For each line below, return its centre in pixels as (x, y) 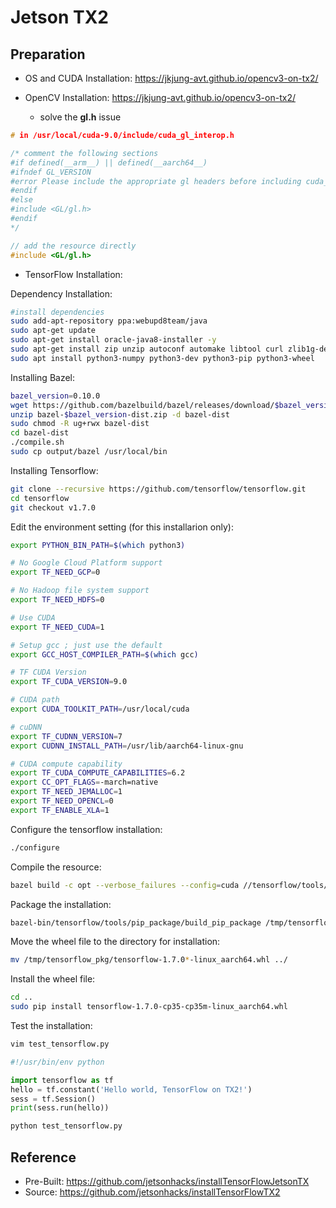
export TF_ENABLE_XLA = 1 (60, 810)
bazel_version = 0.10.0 (55, 396)
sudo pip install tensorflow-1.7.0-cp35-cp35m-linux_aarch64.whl (149, 1007)
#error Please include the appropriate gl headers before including (156, 181)
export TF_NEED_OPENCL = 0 (62, 801)
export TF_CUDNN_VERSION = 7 (66, 736)
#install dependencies (57, 312)
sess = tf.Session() (53, 1099)
